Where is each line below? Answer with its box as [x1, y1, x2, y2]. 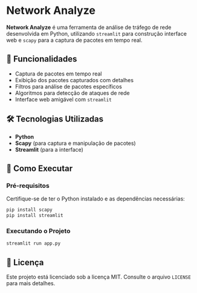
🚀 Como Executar [6, 163, 73, 173]
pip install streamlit [6, 213, 63, 219]
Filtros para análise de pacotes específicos [15, 83, 122, 90]
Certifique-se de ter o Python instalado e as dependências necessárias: [6, 195, 186, 202]
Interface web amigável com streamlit [15, 95, 112, 103]
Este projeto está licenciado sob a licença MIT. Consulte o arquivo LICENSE [6, 273, 192, 280]
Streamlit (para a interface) [15, 146, 83, 153]
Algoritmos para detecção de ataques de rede [15, 89, 130, 97]
